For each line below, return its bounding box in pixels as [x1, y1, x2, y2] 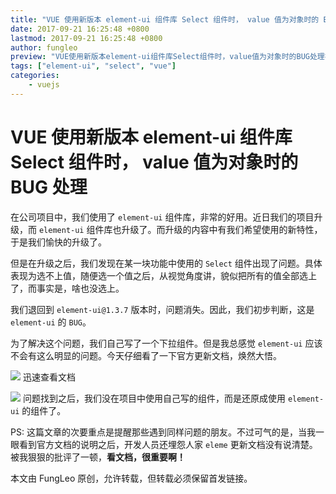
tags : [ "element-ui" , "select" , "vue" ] [10, 61, 177, 71]
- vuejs [28, 80, 60, 90]
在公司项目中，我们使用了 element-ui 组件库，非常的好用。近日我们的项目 [10, 211, 315, 223]
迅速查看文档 [22, 371, 76, 383]
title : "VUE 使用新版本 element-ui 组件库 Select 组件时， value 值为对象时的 [10, 14, 320, 25]
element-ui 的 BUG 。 [10, 316, 92, 328]
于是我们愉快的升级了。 [10, 236, 107, 248]
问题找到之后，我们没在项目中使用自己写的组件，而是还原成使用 [22, 392, 286, 404]
